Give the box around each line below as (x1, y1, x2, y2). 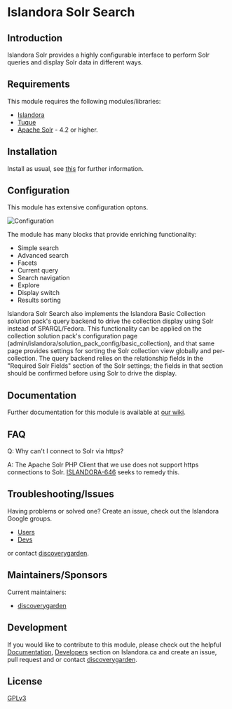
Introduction (7, 32, 63, 44)
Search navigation (17, 274, 70, 282)
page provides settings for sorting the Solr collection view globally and (7, 347, 212, 355)
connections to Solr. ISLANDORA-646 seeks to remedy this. (7, 468, 180, 476)
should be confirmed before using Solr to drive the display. (7, 369, 177, 378)
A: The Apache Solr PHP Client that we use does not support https (7, 460, 199, 469)
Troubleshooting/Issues (7, 488, 114, 500)
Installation (7, 146, 57, 158)
